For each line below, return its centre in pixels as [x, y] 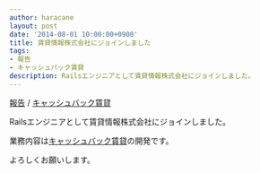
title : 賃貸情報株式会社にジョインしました [80, 43]
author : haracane [42, 17]
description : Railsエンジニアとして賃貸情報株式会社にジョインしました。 [132, 76]
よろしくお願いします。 [52, 160]
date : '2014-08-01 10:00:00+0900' [74, 34]
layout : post [34, 26]
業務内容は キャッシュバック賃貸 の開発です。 [91, 141]
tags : [19, 51]
